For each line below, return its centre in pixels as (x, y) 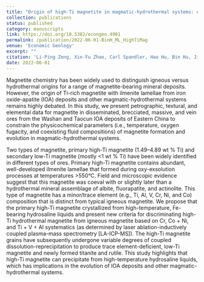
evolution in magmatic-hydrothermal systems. (64, 138)
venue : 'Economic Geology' (40, 46)
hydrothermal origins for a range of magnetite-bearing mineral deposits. (96, 86)
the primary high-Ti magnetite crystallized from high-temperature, (89, 207)
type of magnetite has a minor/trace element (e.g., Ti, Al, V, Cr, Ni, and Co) (99, 195)
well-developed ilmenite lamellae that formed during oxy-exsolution (90, 169)
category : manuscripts (35, 29)
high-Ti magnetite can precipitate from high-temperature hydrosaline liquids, (102, 259)
